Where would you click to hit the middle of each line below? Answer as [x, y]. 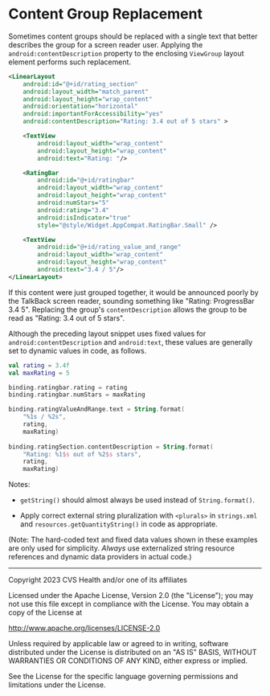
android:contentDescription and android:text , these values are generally [131, 342]
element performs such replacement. [70, 62]
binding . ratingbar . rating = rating [68, 387]
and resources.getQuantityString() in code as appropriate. [119, 524]
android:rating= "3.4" [74, 210]
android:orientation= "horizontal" [80, 106]
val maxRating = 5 [39, 373]
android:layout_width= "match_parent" [86, 92]
